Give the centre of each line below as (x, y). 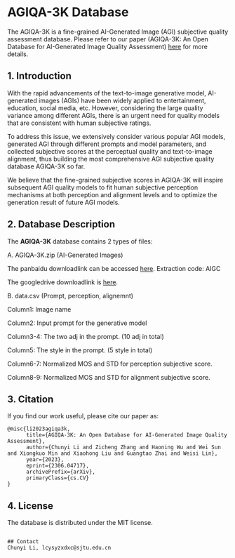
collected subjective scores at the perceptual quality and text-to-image (110, 151)
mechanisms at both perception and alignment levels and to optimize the (112, 194)
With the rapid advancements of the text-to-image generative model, (107, 93)
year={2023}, (45, 460)
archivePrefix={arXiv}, (61, 472)
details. (18, 54)
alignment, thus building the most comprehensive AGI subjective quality (111, 159)
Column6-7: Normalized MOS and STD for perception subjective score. (110, 364)
